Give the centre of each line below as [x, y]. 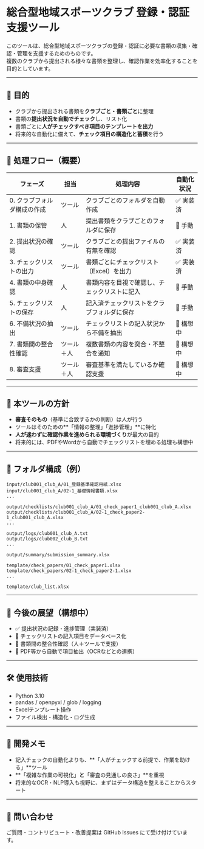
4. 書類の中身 [28, 282]
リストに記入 [122, 292]
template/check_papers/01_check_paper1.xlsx [63, 566]
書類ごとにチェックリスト [122, 262]
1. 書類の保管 [28, 225]
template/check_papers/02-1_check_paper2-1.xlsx [69, 571]
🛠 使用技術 [27, 678]
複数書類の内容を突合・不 [122, 344]
